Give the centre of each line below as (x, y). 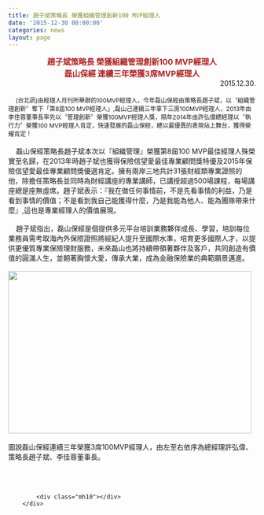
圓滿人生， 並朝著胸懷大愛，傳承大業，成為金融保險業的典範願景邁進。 (135, 258)
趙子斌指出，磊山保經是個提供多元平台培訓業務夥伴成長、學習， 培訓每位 (132, 228)
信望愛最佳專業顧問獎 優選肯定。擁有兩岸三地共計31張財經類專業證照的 (128, 171)
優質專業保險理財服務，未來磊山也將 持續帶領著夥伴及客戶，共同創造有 (135, 248)
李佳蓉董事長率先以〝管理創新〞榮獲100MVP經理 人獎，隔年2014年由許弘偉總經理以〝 (127, 118)
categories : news (37, 30)
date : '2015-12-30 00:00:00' (56, 23)
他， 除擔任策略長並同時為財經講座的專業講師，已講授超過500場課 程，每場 (128, 181)
